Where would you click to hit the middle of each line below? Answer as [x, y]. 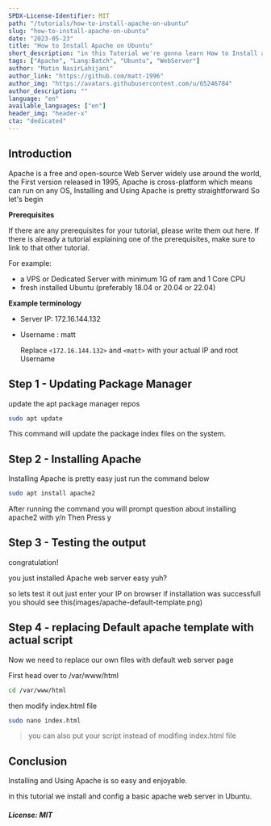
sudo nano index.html [45, 720]
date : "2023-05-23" [41, 38]
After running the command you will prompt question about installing [122, 509]
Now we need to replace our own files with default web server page [121, 660]
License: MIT [31, 815]
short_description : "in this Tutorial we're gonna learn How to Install [133, 53]
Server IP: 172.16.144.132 [60, 318]
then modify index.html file [53, 706]
